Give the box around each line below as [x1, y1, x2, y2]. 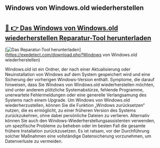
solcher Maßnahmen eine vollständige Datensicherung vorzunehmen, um [5, 133, 152, 139]
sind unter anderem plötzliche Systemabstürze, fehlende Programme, [5, 87, 144, 92]
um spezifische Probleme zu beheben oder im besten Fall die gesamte [5, 123, 146, 129]
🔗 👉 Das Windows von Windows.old [5, 24, 118, 32]
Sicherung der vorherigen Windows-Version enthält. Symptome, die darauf [5, 77, 155, 82]
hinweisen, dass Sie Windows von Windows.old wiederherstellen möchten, [5, 82, 155, 88]
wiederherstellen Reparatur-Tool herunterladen [5, 34, 152, 42]
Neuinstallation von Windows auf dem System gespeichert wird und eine [5, 72, 150, 77]
